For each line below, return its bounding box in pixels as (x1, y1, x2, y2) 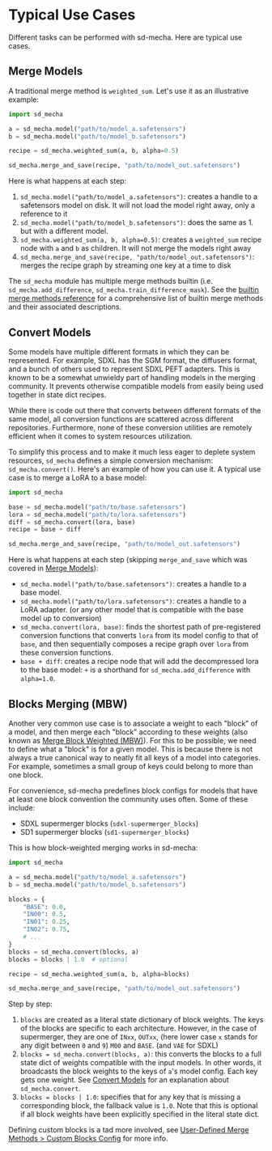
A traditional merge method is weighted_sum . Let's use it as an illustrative (8, 86, 249, 95)
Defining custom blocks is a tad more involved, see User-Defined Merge (8, 1125, 249, 1135)
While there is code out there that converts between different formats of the (8, 405, 261, 415)
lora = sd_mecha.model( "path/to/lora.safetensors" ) (8, 510, 186, 518)
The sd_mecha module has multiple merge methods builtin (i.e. (8, 277, 213, 286)
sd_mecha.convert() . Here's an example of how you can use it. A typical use (8, 463, 261, 474)
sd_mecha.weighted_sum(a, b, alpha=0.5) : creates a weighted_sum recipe (19, 235, 261, 244)
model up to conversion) (19, 613, 103, 624)
